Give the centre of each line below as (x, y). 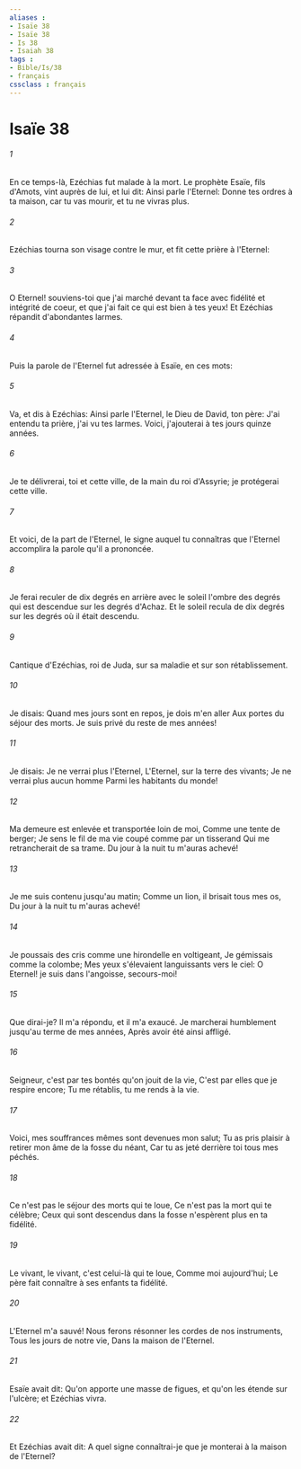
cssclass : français (48, 84)
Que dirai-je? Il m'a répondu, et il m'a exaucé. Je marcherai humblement (143, 1022)
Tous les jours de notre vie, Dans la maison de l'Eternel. (112, 1341)
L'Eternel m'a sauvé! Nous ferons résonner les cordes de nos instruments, (146, 1331)
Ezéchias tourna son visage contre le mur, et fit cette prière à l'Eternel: (140, 250)
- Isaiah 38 (31, 51)
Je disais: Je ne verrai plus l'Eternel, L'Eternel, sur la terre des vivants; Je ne (150, 771)
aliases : (28, 18)
